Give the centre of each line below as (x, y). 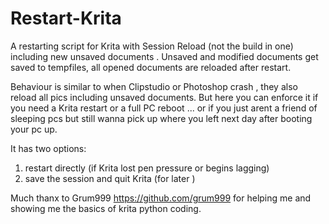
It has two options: (48, 148)
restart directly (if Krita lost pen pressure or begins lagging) (147, 168)
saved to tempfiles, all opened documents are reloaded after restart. (151, 67)
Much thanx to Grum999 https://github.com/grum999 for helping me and (161, 198)
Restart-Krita (66, 18)
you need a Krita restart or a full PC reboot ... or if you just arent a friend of (164, 108)
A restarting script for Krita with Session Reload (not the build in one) (152, 46)
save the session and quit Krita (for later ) (110, 178)
